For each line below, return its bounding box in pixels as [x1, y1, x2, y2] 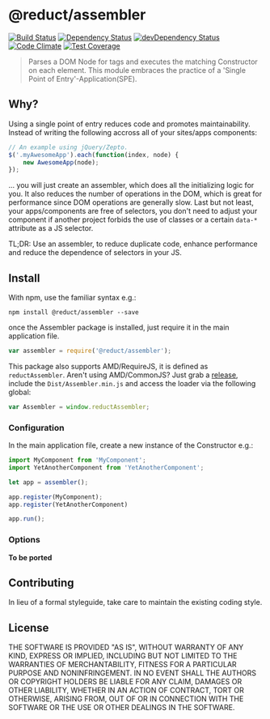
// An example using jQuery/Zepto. [8, 143, 129, 151]
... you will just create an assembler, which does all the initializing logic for [8, 181, 255, 190]
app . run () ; [8, 515, 45, 523]
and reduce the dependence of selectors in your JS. [8, 248, 182, 257]
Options [8, 534, 40, 546]
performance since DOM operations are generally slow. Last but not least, [8, 198, 255, 207]
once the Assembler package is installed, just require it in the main [8, 322, 230, 333]
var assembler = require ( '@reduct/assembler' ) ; [8, 347, 172, 355]
